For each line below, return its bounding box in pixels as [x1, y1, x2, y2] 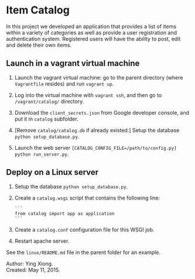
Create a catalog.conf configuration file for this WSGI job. [14, 226, 155, 233]
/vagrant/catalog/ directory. [14, 98, 84, 105]
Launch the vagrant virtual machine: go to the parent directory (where [14, 74, 183, 81]
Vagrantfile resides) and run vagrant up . [14, 80, 114, 87]
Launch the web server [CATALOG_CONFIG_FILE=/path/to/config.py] [14, 144, 177, 151]
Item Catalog [6, 4, 70, 17]
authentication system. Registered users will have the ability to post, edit [6, 35, 181, 42]
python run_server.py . [14, 150, 69, 157]
